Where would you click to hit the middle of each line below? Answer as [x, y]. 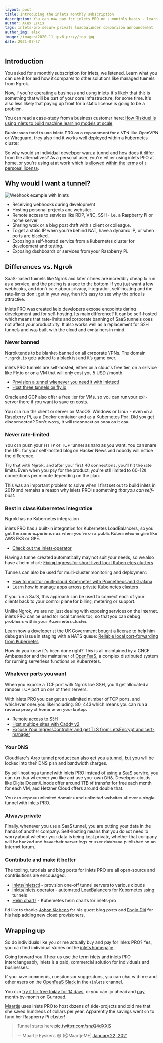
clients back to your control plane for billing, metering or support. [70, 601]
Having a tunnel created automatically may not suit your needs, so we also [80, 557]
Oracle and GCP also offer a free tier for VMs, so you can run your [71, 397]
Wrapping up [25, 930]
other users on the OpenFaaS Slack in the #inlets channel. [64, 982]
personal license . [22, 168]
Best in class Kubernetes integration [49, 508]
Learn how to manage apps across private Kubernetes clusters [75, 587]
